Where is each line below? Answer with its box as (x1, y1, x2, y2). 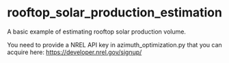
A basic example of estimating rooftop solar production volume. (7, 27, 187, 36)
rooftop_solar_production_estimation (7, 5, 222, 21)
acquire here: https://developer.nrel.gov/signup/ (7, 48, 142, 56)
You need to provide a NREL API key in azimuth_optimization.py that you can (7, 40, 222, 49)
